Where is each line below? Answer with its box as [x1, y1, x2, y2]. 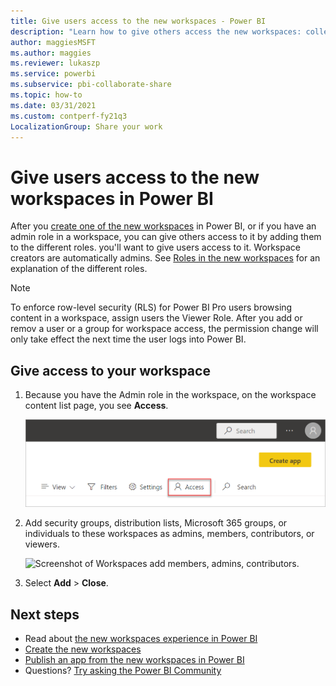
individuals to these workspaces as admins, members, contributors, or [24, 528, 315, 540]
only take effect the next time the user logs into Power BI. [10, 333, 247, 345]
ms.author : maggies [10, 48, 92, 58]
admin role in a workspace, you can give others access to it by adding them [10, 231, 322, 243]
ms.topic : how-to [10, 90, 83, 100]
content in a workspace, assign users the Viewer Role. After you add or [10, 312, 303, 324]
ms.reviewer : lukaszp [10, 58, 101, 69]
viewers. [24, 538, 61, 550]
